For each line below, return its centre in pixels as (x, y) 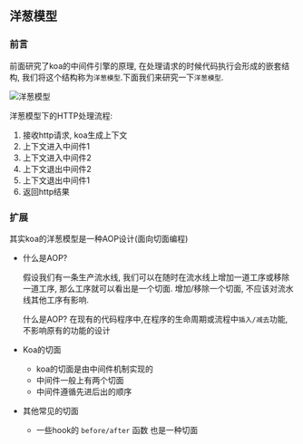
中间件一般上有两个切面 (80, 380)
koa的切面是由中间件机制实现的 (95, 369)
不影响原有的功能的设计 (66, 330)
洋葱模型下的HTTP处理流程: (61, 115)
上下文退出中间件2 (57, 169)
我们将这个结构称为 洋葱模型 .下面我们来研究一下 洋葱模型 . (122, 77)
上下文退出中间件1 (56, 180)
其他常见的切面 (50, 410)
